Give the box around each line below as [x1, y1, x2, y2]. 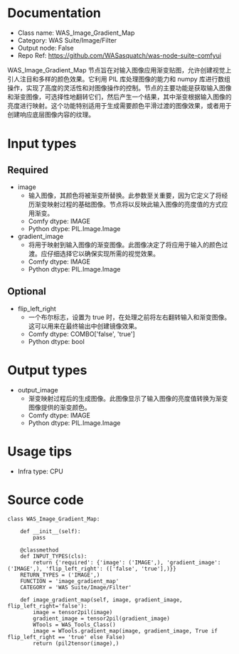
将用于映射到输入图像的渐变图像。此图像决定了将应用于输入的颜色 [28, 240, 222, 249]
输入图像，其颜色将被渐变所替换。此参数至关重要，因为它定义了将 [28, 191, 222, 200]
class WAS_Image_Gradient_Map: [7, 515, 100, 522]
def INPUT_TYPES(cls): [20, 552, 87, 559]
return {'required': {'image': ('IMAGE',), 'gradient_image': [33, 559, 221, 566]
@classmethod [20, 546, 59, 554]
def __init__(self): [20, 527, 81, 535]
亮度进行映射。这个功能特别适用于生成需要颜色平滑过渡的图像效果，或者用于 [7, 101, 232, 109]
